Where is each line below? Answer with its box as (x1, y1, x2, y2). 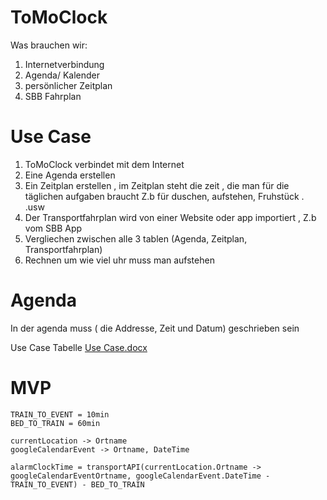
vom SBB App (24, 222, 83, 234)
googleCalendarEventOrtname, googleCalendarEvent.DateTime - (10, 471, 271, 481)
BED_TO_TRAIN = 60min (10, 418, 101, 428)
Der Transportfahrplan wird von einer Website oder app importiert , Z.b (24, 211, 317, 223)
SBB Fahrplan (24, 90, 82, 102)
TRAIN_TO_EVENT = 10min (10, 409, 110, 420)
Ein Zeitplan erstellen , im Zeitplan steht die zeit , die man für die (24, 179, 290, 191)
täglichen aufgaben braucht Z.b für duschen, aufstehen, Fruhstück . (24, 190, 305, 202)
